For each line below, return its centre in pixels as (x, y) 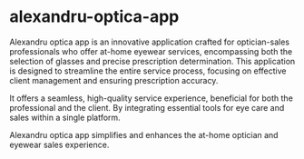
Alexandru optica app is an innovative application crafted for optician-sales (150, 42)
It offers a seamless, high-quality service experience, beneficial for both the (151, 98)
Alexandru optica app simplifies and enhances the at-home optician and (144, 134)
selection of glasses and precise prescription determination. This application (152, 61)
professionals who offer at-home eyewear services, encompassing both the (151, 51)
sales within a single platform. (65, 117)
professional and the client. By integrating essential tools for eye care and (147, 107)
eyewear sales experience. (59, 144)
